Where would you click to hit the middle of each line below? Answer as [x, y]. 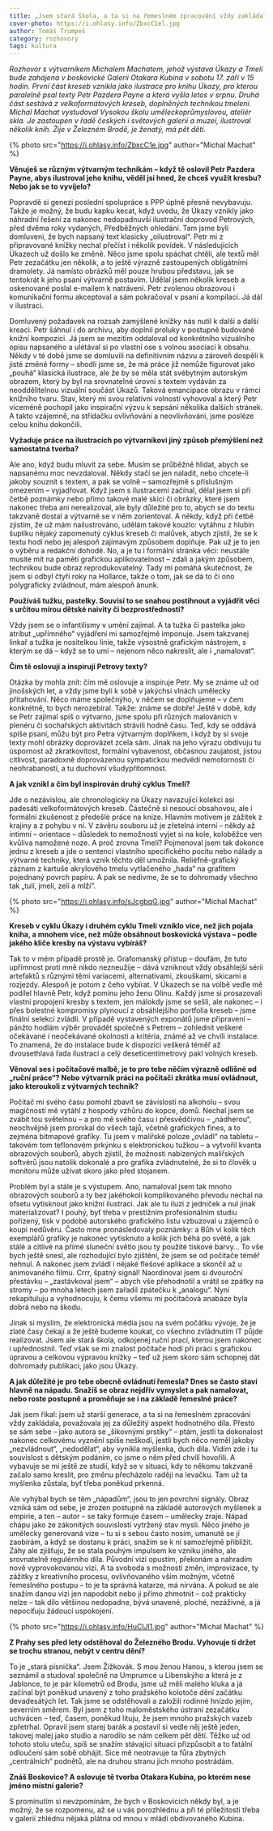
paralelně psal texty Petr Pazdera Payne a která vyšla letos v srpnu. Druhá [134, 95]
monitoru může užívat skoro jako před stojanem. [90, 1171]
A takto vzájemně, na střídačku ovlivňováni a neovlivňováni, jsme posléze [132, 416]
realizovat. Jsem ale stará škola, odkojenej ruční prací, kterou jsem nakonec [135, 1340]
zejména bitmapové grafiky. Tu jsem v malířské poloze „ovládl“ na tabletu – [134, 1137]
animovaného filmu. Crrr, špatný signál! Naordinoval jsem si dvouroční [126, 1273]
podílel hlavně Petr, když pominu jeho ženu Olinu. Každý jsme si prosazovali [136, 993]
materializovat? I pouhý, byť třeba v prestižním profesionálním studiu [123, 1213]
